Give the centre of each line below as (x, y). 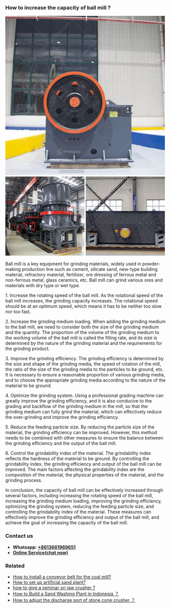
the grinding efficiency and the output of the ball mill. (61, 443)
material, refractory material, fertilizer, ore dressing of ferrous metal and (81, 275)
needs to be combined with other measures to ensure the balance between (84, 438)
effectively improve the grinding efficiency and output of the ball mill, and (82, 517)
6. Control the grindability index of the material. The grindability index (78, 453)
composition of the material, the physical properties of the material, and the (85, 475)
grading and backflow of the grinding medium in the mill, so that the (77, 407)
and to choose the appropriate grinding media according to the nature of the (86, 380)
